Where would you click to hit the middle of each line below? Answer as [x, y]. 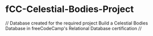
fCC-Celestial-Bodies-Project [70, 9]
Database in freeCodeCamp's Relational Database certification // [73, 28]
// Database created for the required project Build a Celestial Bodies [77, 23]
